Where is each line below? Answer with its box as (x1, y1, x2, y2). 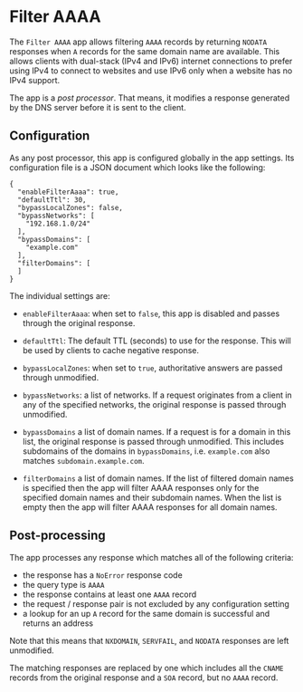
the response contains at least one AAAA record (22, 589, 197, 600)
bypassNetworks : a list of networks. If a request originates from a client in (22, 389, 292, 400)
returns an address (22, 618, 93, 629)
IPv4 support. (9, 74, 61, 85)
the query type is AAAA (22, 579, 105, 590)
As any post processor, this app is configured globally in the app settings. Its (9, 152, 295, 163)
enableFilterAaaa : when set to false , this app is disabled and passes (22, 308, 280, 319)
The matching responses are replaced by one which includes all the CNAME (9, 662, 284, 673)
